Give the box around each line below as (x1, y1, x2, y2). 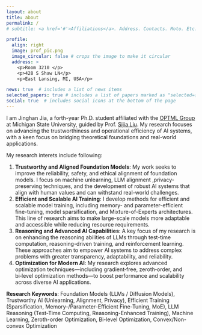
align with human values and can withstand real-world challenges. (14, 189, 179, 196)
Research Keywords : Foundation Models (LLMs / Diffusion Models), (6, 290, 176, 297)
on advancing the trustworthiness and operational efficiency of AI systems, (6, 127, 192, 134)
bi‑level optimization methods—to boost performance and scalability (14, 272, 185, 279)
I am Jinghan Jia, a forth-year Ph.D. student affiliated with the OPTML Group (6, 114, 195, 121)
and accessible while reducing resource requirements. (14, 221, 150, 228)
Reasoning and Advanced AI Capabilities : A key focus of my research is (14, 227, 196, 234)
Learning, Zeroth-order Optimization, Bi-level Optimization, (6, 316, 152, 323)
